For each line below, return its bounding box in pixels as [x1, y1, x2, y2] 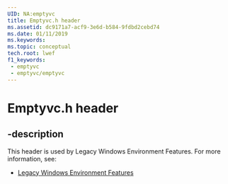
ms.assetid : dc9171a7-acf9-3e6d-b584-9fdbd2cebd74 [7, 23, 160, 30]
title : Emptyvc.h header [7, 17, 81, 24]
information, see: [7, 154, 57, 163]
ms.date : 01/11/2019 [7, 30, 69, 38]
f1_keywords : [7, 57, 46, 64]
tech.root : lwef [7, 50, 55, 57]
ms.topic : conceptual [7, 43, 72, 50]
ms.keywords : [7, 37, 46, 44]
